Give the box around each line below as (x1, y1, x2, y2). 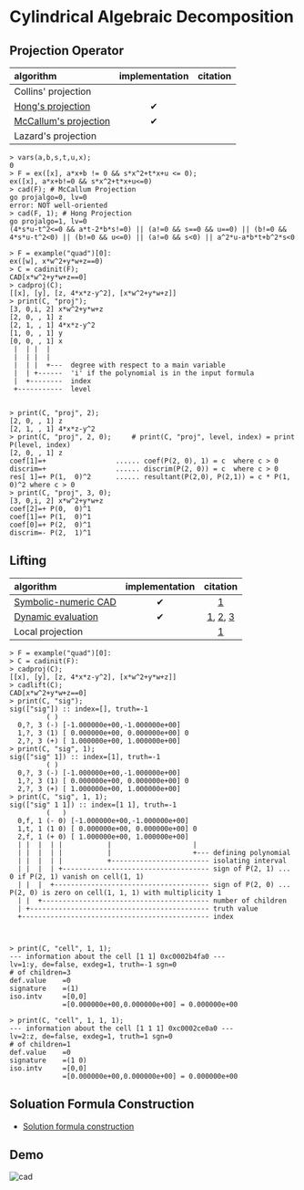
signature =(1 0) (9, 1056, 88, 1065)
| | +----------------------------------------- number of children (17, 896, 287, 905)
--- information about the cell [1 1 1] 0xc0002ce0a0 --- (9, 1024, 234, 1033)
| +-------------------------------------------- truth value (17, 903, 258, 913)
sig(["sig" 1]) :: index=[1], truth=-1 (9, 752, 161, 761)
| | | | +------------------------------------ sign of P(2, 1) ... (17, 864, 291, 873)
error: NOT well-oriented (9, 201, 107, 210)
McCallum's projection (14, 115, 111, 127)
